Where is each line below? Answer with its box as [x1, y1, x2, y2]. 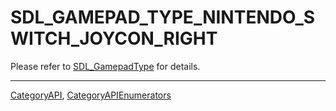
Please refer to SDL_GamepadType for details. [10, 60, 201, 72]
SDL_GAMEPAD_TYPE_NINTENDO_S [10, 6, 316, 29]
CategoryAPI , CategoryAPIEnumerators [10, 89, 172, 101]
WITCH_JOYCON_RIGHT [10, 27, 218, 50]
